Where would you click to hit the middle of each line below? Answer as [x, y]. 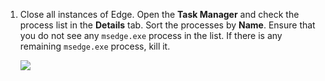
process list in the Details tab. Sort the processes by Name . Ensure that [167, 25]
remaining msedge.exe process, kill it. [95, 46]
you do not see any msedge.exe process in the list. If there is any [151, 35]
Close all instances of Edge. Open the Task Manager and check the [159, 14]
